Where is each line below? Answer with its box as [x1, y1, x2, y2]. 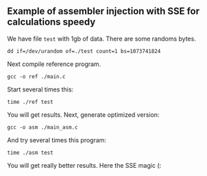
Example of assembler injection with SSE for [7, 5, 200, 17]
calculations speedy [7, 16, 96, 28]
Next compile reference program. [7, 60, 101, 68]
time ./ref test [7, 98, 53, 105]
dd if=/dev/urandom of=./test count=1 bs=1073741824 [7, 47, 161, 54]
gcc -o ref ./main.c [7, 73, 66, 80]
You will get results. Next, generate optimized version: [7, 110, 160, 119]
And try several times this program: [7, 135, 107, 144]
